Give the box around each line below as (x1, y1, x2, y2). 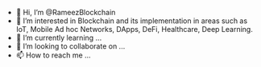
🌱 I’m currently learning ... (15, 33, 102, 42)
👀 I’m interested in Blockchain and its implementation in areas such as (15, 16, 248, 26)
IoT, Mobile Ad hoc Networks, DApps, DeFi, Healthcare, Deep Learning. (15, 25, 254, 33)
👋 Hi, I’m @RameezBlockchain (15, 8, 116, 17)
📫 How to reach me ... (15, 50, 91, 60)
